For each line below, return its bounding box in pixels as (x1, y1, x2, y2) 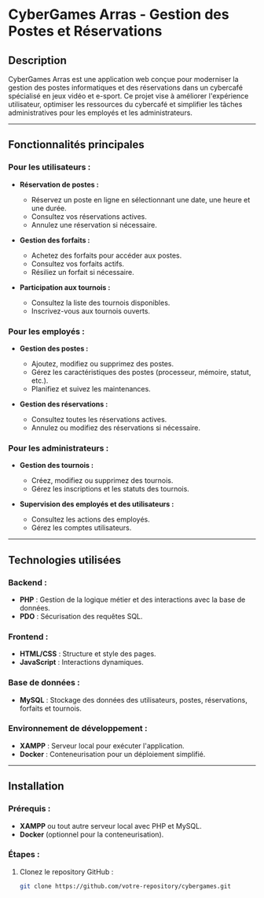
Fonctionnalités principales (8, 138, 145, 151)
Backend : (8, 577, 47, 588)
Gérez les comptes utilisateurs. (31, 523, 132, 532)
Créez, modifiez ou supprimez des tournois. (31, 476, 174, 485)
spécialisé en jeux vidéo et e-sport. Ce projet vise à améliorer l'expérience (8, 91, 249, 100)
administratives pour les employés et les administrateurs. (8, 108, 192, 117)
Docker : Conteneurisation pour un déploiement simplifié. (19, 749, 206, 759)
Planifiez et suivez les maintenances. (31, 384, 151, 393)
